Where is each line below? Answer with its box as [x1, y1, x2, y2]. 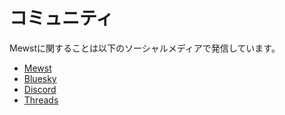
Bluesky [23, 72, 57, 84]
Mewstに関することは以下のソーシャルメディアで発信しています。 [9, 42, 281, 54]
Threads [23, 94, 59, 106]
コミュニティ [9, 7, 114, 30]
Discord [23, 83, 57, 95]
